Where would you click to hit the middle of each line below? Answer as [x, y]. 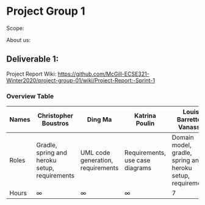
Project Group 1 [46, 11]
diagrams [138, 168]
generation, [97, 160]
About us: [19, 40]
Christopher [56, 116]
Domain [183, 137]
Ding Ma [99, 120]
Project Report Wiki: [31, 74]
